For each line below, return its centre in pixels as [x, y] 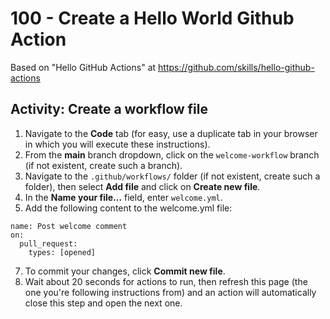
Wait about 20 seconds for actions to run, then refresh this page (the [166, 281]
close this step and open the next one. [103, 303]
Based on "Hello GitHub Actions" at [83, 67]
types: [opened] [62, 252]
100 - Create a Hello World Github [152, 18]
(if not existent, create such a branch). [103, 165]
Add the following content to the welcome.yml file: [128, 208]
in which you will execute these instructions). [117, 144]
